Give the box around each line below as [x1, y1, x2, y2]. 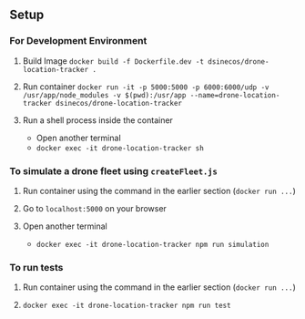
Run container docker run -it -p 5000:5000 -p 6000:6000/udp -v [22, 81, 269, 92]
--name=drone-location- [189, 90, 280, 99]
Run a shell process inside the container [22, 114, 173, 126]
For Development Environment [9, 35, 147, 47]
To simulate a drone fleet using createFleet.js [9, 164, 219, 177]
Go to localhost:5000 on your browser [22, 202, 167, 213]
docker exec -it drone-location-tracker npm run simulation [36, 240, 269, 249]
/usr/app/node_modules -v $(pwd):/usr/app [22, 90, 187, 99]
